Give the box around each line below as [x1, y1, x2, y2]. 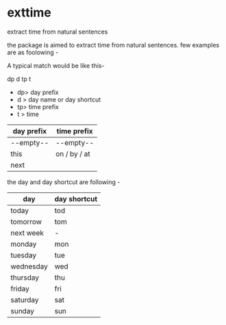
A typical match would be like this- [7, 61, 105, 69]
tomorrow [10, 216, 42, 226]
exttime [7, 5, 51, 21]
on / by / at [55, 149, 90, 159]
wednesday [10, 261, 48, 271]
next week [10, 228, 45, 238]
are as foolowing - [7, 48, 59, 56]
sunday [10, 306, 34, 315]
